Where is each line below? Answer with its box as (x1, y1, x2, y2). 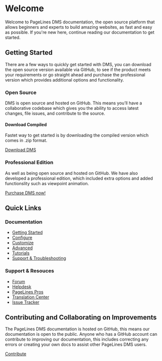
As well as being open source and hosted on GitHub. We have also (5, 170, 138, 176)
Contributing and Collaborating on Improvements (5, 313, 157, 321)
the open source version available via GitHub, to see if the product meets (5, 67, 151, 72)
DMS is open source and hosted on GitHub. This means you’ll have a (5, 100, 142, 106)
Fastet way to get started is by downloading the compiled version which (5, 132, 149, 138)
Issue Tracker (12, 299, 40, 305)
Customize (12, 240, 34, 246)
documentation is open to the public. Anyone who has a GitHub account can (5, 331, 158, 337)
